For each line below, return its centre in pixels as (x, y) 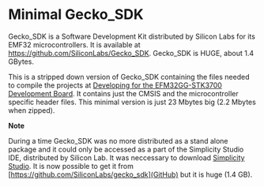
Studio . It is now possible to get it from (71, 166)
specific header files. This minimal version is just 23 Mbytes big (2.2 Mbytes (132, 102)
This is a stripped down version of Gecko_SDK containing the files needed (129, 77)
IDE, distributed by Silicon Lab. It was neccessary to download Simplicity (126, 157)
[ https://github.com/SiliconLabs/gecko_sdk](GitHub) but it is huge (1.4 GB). (130, 174)
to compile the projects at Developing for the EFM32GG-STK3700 (115, 85)
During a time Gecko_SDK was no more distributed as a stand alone (118, 140)
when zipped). (32, 110)
